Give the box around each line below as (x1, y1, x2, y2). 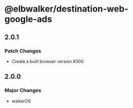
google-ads (4, 14, 52, 25)
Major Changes (4, 87, 42, 94)
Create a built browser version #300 (11, 58, 84, 64)
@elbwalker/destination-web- (4, 3, 129, 15)
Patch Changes (4, 47, 42, 54)
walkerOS (11, 98, 31, 104)
